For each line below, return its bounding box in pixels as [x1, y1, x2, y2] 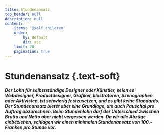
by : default [23, 35, 48, 40]
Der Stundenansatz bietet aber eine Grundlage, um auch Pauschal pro [5, 103, 155, 109]
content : [5, 21, 23, 26]
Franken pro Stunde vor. [5, 124, 56, 130]
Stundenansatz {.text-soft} [5, 70, 121, 82]
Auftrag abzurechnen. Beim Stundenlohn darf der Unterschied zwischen [5, 108, 160, 115]
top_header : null [5, 12, 41, 17]
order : [14, 30, 28, 35]
